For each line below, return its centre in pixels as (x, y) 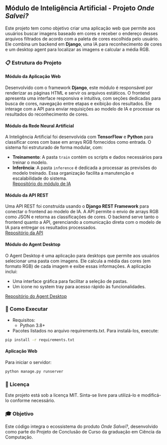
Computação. (19, 437)
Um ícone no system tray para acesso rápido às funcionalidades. (79, 286)
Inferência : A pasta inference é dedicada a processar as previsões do (84, 168)
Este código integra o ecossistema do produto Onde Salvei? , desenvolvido (82, 426)
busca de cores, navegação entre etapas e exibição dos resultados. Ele (79, 103)
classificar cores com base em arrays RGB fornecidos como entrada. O (78, 142)
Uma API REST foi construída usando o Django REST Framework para (77, 206)
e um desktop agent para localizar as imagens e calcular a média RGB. (78, 49)
